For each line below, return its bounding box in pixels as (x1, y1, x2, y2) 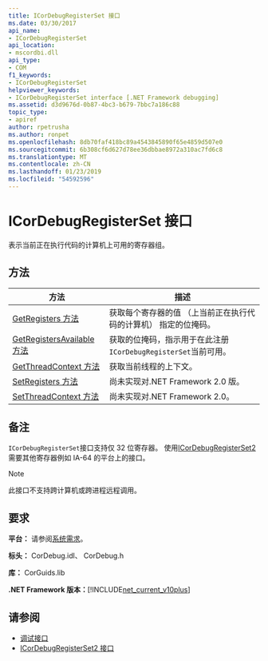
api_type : (8, 57, 41, 65)
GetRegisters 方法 (12, 313, 80, 324)
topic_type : (8, 109, 48, 117)
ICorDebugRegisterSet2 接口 (19, 643, 114, 653)
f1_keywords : (8, 71, 52, 79)
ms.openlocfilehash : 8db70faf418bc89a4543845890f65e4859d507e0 (8, 137, 223, 146)
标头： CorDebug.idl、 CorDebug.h (8, 551, 124, 560)
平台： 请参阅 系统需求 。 (8, 534, 88, 544)
